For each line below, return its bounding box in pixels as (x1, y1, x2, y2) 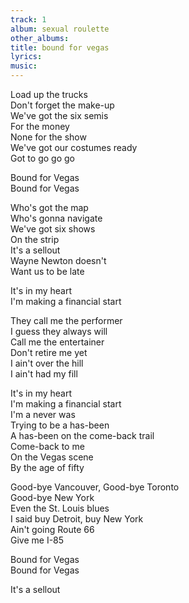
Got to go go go (10, 152, 75, 164)
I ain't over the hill (10, 357, 84, 369)
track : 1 (10, 14, 47, 25)
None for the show (10, 131, 87, 143)
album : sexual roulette (10, 24, 110, 34)
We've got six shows (10, 223, 96, 235)
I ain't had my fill (10, 368, 78, 380)
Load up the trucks (10, 89, 88, 100)
